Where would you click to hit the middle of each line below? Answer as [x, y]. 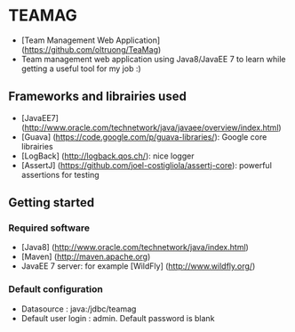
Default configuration [56, 289]
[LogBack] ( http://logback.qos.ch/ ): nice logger [108, 156]
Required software [49, 228]
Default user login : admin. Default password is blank [118, 318]
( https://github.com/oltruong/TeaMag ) [91, 49]
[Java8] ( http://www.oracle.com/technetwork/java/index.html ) [135, 247]
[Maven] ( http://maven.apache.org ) [86, 257]
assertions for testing [60, 174]
